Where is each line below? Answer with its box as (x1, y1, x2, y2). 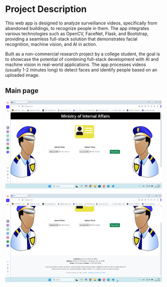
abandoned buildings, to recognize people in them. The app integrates (5, 25, 150, 31)
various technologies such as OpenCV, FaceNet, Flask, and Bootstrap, (5, 30, 149, 36)
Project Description (5, 3, 87, 15)
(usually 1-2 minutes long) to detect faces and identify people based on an (5, 66, 158, 73)
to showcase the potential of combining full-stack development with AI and (5, 56, 159, 62)
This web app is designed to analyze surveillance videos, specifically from (5, 20, 158, 26)
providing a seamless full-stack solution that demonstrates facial (5, 36, 138, 42)
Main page (5, 86, 39, 95)
